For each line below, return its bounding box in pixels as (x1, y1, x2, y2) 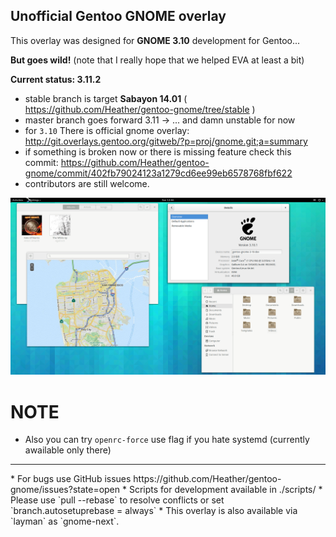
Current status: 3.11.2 (10, 73, 102, 85)
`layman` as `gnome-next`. (10, 515, 120, 528)
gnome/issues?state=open (10, 484, 121, 496)
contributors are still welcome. (24, 177, 150, 189)
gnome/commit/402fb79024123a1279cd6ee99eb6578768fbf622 (24, 167, 293, 179)
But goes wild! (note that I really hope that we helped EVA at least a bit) (10, 54, 305, 66)
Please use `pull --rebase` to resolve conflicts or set (10, 494, 225, 506)
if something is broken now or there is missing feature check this (24, 145, 292, 158)
